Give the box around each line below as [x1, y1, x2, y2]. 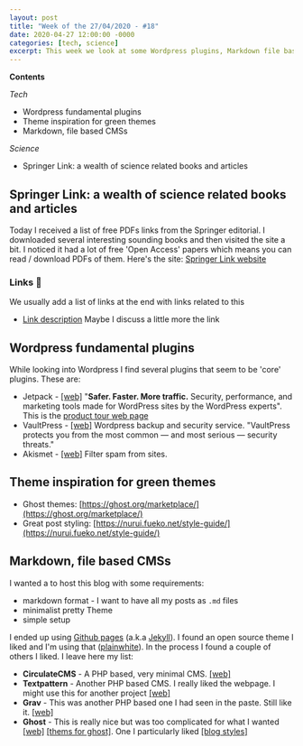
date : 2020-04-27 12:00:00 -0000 [9, 30, 135, 39]
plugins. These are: [9, 373, 81, 384]
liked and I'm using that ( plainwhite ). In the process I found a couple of [9, 641, 271, 652]
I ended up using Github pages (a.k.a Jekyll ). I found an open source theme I [9, 631, 295, 642]
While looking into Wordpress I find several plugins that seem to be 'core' [9, 364, 281, 375]
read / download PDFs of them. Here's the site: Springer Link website [9, 253, 267, 264]
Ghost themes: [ [22, 498, 83, 510]
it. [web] [22, 706, 54, 717]
